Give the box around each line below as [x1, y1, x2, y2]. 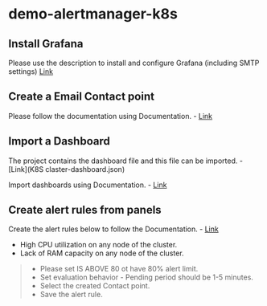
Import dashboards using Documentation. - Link [8, 180, 167, 190]
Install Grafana [8, 37, 84, 51]
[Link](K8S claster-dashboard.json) [8, 164, 125, 173]
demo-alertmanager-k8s [8, 5, 179, 23]
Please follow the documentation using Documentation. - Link [8, 111, 213, 120]
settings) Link [8, 67, 54, 76]
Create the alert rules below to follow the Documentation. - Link [8, 224, 219, 234]
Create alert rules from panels [8, 203, 162, 217]
